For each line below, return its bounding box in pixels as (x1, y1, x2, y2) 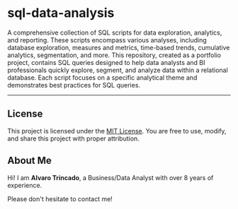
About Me (7, 155, 52, 167)
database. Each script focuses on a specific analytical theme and (7, 73, 198, 82)
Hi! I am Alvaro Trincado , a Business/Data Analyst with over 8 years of (7, 173, 214, 181)
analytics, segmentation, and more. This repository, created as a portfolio (7, 51, 222, 59)
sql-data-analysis (7, 5, 115, 21)
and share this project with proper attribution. (7, 134, 140, 143)
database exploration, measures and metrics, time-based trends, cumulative (7, 43, 230, 52)
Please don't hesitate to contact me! (7, 194, 113, 203)
